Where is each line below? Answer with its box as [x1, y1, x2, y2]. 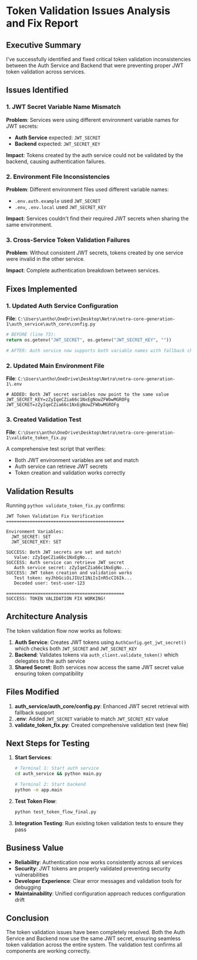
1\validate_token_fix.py [6, 435, 67, 441]
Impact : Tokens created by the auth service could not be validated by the [6, 151, 184, 158]
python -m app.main [14, 787, 63, 793]
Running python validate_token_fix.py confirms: [6, 502, 125, 509]
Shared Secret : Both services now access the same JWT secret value [14, 663, 184, 670]
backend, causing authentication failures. [6, 158, 106, 165]
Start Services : [14, 754, 52, 761]
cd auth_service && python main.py [14, 771, 102, 777]
